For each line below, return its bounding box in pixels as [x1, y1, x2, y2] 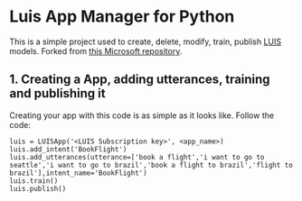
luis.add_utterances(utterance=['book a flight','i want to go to [9, 152, 265, 161]
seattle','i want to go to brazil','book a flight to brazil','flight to [9, 160, 294, 169]
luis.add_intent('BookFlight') [9, 144, 127, 154]
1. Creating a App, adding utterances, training [9, 72, 270, 87]
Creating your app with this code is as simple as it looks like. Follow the [9, 110, 274, 121]
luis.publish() [9, 184, 67, 193]
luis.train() [9, 176, 59, 186]
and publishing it [9, 86, 106, 101]
